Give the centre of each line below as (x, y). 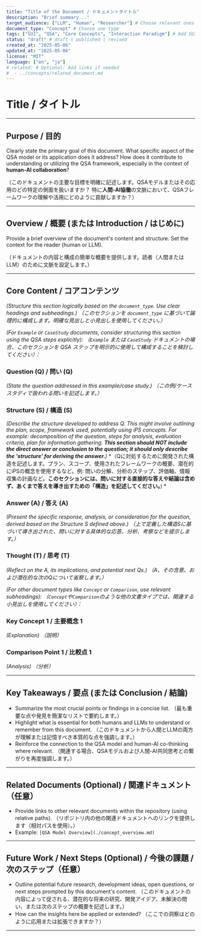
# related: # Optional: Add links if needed (63, 67)
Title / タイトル (43, 105)
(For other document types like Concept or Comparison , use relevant (88, 589)
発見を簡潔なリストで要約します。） (79, 716)
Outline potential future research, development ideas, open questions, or (105, 884)
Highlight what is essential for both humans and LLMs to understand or (102, 722)
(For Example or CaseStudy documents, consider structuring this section (94, 332)
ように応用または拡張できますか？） (60, 921)
